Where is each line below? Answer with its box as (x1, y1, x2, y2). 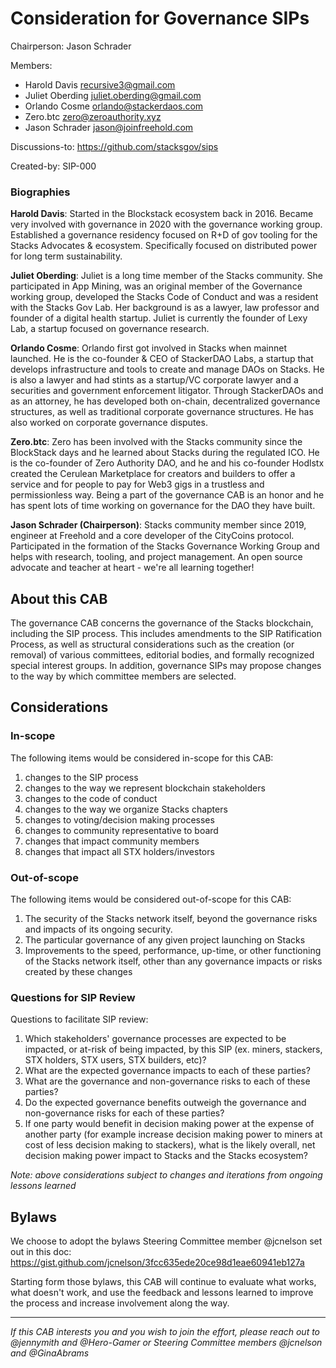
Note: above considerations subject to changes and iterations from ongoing (10, 1169, 323, 1181)
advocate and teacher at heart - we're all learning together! (10, 562, 255, 574)
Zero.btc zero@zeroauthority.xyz (24, 110, 162, 122)
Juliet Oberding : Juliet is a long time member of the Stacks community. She (10, 270, 323, 282)
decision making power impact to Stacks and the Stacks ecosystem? (24, 1150, 308, 1162)
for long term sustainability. (10, 250, 123, 262)
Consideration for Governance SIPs (10, 7, 310, 30)
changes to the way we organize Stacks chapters (24, 803, 228, 815)
